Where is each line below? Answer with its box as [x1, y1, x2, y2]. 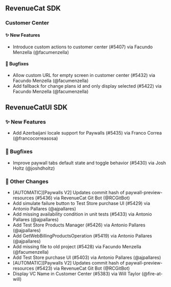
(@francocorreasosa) [12, 135, 58, 142]
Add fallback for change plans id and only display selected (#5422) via [12, 83, 162, 89]
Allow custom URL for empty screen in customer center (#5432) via [12, 72, 156, 78]
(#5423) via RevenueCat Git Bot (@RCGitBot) [35, 265, 130, 271]
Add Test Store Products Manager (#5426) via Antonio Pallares [12, 222, 145, 228]
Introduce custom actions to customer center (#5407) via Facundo [12, 43, 153, 50]
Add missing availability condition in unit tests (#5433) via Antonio [12, 211, 152, 217]
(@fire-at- [141, 271, 163, 277]
